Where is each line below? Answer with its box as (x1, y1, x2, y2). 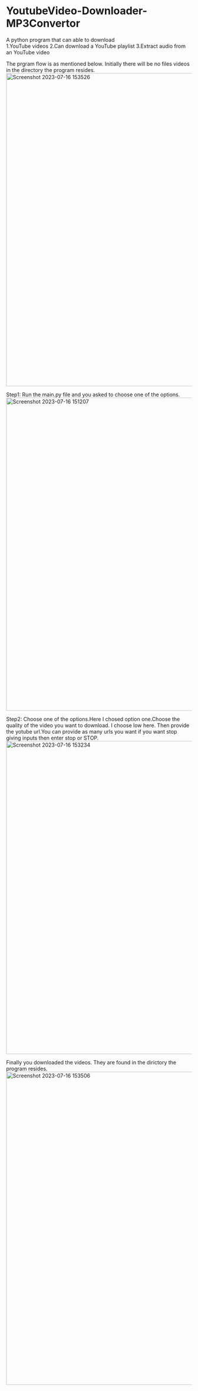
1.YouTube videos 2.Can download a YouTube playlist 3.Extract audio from (6, 43, 186, 50)
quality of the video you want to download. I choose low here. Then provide (6, 722, 190, 729)
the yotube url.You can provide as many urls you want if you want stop (6, 728, 177, 735)
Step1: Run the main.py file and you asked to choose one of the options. (6, 391, 180, 398)
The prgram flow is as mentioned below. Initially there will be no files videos (6, 60, 190, 67)
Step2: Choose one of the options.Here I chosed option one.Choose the (6, 715, 180, 722)
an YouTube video (6, 48, 50, 56)
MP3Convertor (6, 17, 81, 30)
